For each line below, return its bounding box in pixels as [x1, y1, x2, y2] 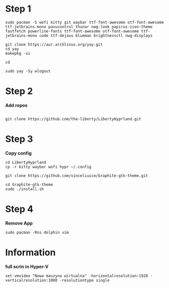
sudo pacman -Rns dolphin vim [5, 230, 69, 235]
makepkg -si [5, 51, 30, 56]
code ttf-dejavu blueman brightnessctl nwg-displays [39, 33, 153, 38]
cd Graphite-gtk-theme [5, 182, 53, 187]
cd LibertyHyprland [5, 160, 47, 165]
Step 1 [5, 3, 31, 15]
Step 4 [5, 203, 34, 214]
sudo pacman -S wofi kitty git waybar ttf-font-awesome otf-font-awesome [5, 20, 164, 25]
